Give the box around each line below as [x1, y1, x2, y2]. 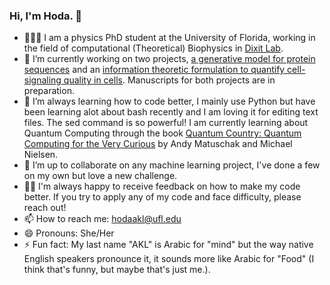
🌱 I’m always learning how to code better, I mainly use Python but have [23, 95, 316, 108]
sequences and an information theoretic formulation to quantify [23, 64, 286, 76]
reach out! [23, 202, 67, 214]
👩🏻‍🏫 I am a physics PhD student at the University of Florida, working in [23, 32, 316, 44]
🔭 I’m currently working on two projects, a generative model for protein [23, 53, 316, 65]
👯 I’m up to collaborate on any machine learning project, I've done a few [23, 159, 321, 171]
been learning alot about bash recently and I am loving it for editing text [23, 106, 319, 118]
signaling [23, 74, 62, 86]
